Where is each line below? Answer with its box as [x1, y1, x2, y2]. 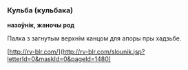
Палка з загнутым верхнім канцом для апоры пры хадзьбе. [7, 34, 182, 43]
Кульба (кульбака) [7, 5, 74, 15]
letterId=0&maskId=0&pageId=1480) [7, 55, 112, 63]
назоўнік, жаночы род [7, 21, 75, 30]
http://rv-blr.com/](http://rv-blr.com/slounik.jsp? [9, 47, 145, 56]
